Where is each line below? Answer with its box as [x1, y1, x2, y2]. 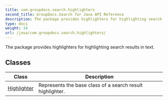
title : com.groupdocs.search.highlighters [5, 7, 95, 12]
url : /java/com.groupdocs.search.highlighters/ [5, 30, 106, 35]
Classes [5, 58, 31, 67]
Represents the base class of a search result [38, 82, 143, 89]
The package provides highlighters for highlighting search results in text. [5, 44, 155, 50]
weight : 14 [5, 26, 28, 31]
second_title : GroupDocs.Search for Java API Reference [5, 12, 124, 17]
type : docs [5, 21, 28, 26]
